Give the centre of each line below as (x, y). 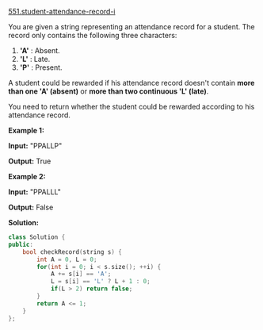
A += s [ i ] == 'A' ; (81, 274)
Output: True (30, 161)
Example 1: (27, 130)
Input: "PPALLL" (34, 192)
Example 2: (27, 177)
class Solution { (37, 237)
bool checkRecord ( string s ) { (72, 252)
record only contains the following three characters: (93, 35)
